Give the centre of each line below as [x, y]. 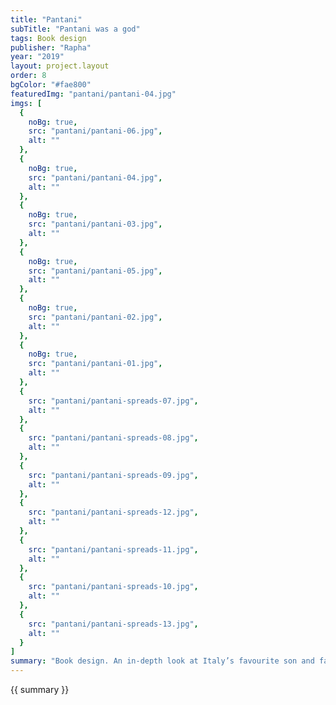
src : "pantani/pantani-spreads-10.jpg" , [113, 587]
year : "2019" [37, 57]
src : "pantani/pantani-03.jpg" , [95, 224]
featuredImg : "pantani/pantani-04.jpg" [93, 94]
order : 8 [28, 76]
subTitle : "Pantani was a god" [75, 29]
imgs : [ [26, 103]
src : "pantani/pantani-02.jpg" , [95, 317]
